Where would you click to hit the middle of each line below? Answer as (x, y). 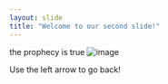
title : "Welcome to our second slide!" (85, 26)
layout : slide (36, 18)
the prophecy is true (47, 51)
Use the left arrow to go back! (65, 70)
